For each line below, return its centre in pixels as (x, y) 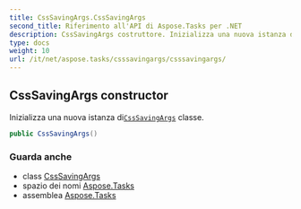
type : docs (30, 43)
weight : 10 (30, 51)
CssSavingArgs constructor (89, 96)
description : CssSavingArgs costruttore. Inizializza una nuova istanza (148, 34)
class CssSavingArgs (61, 176)
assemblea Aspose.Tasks (69, 195)
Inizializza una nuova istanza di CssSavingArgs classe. (107, 117)
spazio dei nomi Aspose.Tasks (78, 186)
